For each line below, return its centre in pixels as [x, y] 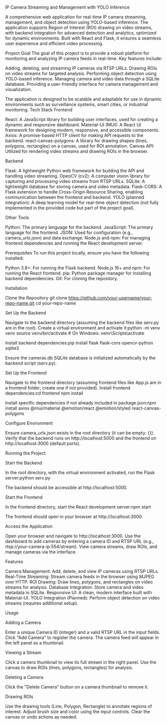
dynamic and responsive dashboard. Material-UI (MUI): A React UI [73, 125]
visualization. [19, 89]
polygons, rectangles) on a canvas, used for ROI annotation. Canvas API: [80, 146]
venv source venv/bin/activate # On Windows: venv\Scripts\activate [75, 333]
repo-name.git [20, 303]
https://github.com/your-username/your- [110, 298]
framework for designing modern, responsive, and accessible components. [82, 130]
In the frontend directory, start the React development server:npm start [78, 507]
